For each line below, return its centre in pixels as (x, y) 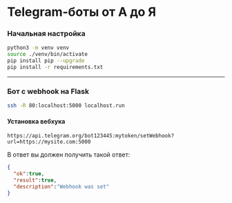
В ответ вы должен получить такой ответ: (69, 155)
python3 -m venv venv (38, 48)
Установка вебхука (36, 121)
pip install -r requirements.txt (55, 67)
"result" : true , (35, 180)
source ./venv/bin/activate (48, 55)
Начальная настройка (46, 34)
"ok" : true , (29, 174)
